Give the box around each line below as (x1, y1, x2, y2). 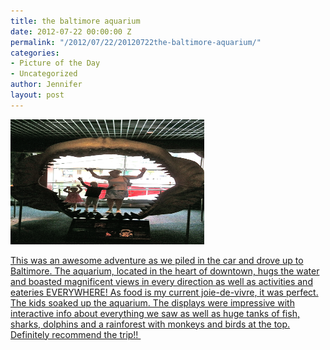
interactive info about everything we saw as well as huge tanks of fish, (10, 307, 300, 319)
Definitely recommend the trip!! (10, 328, 139, 340)
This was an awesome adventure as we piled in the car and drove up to (10, 254, 304, 266)
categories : (10, 48, 60, 58)
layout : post (10, 90, 65, 100)
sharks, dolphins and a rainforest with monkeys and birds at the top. (10, 318, 291, 330)
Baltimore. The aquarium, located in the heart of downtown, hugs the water (10, 265, 320, 277)
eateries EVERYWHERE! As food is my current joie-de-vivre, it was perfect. (10, 286, 319, 298)
